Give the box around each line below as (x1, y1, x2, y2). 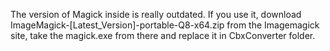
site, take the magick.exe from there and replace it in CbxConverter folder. (10, 30, 316, 41)
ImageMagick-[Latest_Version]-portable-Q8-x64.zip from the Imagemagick (10, 19, 320, 31)
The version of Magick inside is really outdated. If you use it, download (10, 9, 302, 20)
